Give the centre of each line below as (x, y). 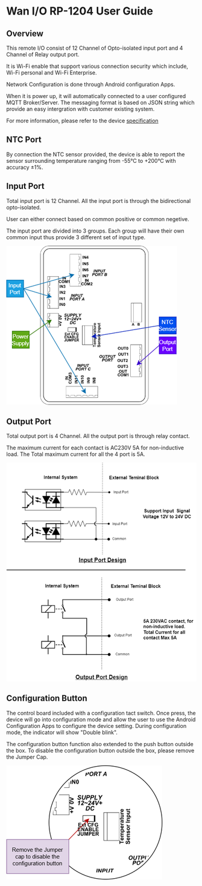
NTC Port (24, 140)
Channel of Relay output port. (43, 55)
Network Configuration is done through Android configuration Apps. (91, 84)
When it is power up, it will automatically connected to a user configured (96, 96)
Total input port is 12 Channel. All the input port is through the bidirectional (99, 200)
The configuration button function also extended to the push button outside (100, 744)
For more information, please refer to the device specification (82, 121)
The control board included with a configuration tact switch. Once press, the (101, 713)
